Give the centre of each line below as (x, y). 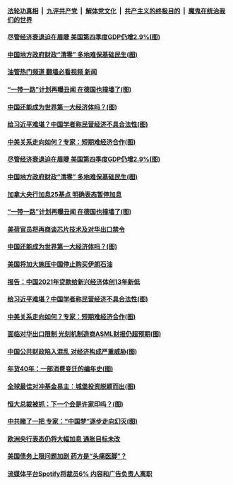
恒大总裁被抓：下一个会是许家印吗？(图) (65, 404)
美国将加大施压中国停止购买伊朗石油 (60, 264)
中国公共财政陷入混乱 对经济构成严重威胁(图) (72, 351)
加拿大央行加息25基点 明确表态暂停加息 (65, 194)
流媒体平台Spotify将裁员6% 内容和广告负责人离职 (80, 474)
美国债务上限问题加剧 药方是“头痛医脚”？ (67, 456)
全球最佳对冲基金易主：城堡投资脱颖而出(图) (72, 387)
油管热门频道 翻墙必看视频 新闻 (52, 72)
